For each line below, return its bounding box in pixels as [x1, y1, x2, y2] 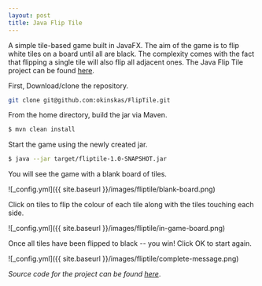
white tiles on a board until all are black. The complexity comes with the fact [8, 49, 255, 58]
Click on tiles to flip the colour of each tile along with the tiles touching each [8, 200, 254, 210]
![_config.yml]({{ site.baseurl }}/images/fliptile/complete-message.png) [8, 254, 239, 264]
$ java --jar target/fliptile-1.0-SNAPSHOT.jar [8, 155, 168, 163]
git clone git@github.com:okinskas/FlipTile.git [8, 96, 171, 104]
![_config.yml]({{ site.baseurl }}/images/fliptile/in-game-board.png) [8, 224, 226, 233]
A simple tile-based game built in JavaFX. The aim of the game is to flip [8, 40, 240, 50]
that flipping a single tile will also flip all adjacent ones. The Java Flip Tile [8, 57, 244, 67]
